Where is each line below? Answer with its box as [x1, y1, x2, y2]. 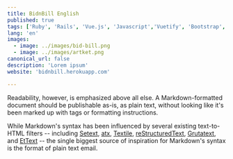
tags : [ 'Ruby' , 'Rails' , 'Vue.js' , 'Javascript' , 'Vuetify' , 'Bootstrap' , [7, 23, 226, 30]
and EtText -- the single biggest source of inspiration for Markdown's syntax [7, 136, 226, 144]
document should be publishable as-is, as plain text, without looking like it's [7, 101, 224, 109]
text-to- [198, 122, 220, 130]
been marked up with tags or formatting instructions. [7, 108, 159, 117]
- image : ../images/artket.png [13, 49, 104, 56]
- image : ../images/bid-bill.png [13, 42, 111, 49]
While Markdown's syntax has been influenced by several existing [7, 122, 197, 130]
